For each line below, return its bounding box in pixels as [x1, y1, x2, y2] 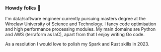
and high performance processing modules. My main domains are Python [5, 26, 156, 32]
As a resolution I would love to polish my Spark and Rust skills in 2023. [5, 41, 150, 47]
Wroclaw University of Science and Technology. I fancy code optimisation [5, 21, 157, 27]
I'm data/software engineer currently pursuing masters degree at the [5, 16, 146, 22]
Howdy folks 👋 [5, 4, 41, 11]
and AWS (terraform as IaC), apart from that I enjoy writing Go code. [5, 32, 145, 38]
